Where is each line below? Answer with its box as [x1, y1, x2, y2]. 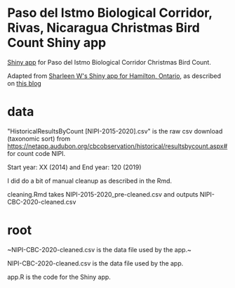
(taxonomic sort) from [7, 134, 71, 143]
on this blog [7, 79, 42, 87]
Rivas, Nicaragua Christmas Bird [7, 20, 200, 36]
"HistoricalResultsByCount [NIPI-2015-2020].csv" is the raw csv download [7, 126, 223, 135]
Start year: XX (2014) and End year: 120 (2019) [7, 163, 142, 171]
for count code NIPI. [7, 149, 65, 157]
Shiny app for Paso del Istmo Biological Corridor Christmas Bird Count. [7, 58, 212, 66]
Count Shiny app [7, 35, 107, 51]
